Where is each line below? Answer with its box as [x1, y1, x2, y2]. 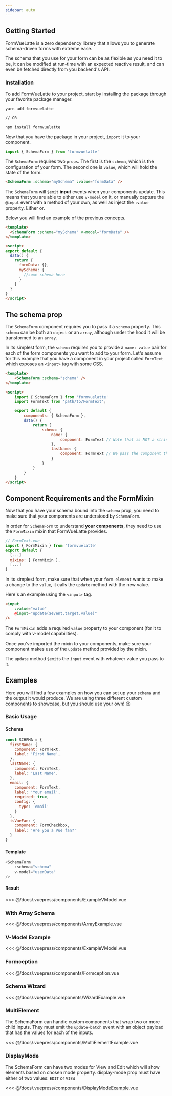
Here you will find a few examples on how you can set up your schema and [5, 690, 161, 696]
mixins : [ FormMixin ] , [10, 557, 60, 563]
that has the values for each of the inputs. [5, 1029, 94, 1036]
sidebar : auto [5, 7, 36, 13]
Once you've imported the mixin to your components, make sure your [5, 640, 152, 646]
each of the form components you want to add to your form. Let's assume [5, 350, 161, 356]
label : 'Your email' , [14, 790, 60, 795]
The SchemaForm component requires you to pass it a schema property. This [5, 324, 161, 330]
